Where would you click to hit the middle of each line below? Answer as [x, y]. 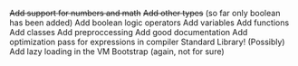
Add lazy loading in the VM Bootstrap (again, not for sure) [117, 52]
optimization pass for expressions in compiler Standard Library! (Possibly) [147, 42]
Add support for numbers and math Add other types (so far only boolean [145, 13]
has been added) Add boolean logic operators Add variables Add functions [149, 23]
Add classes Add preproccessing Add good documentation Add [129, 32]
